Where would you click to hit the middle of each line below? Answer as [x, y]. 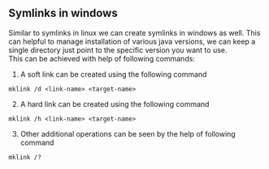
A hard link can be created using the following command [115, 104]
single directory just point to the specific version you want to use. [118, 50]
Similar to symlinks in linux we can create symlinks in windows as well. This [134, 32]
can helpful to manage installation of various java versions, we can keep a [132, 41]
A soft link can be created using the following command [113, 74]
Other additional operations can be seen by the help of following [128, 133]
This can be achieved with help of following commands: [102, 58]
